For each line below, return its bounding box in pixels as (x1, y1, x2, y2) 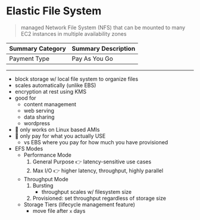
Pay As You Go (71, 54, 113, 63)
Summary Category (9, 44, 67, 52)
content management (23, 100, 76, 108)
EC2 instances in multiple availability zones (20, 30, 127, 37)
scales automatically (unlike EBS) (14, 82, 96, 89)
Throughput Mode (23, 175, 68, 182)
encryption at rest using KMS (14, 88, 87, 95)
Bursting (32, 182, 54, 189)
